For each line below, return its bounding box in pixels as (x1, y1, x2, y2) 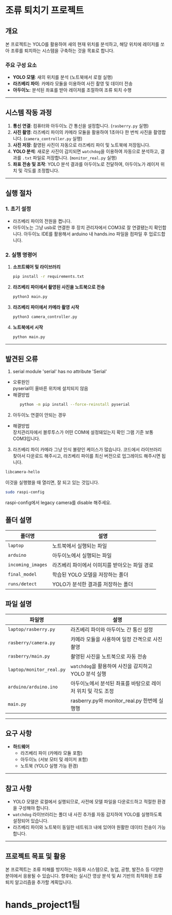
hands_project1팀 (5, 899, 80, 911)
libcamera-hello (5, 469, 40, 475)
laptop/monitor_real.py (8, 666, 66, 672)
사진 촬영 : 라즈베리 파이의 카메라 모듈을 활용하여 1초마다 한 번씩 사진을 (12, 129, 153, 136)
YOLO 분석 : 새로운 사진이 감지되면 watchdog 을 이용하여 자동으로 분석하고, (12, 148, 160, 155)
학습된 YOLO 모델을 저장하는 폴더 (52, 571, 128, 578)
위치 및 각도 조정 (76, 687, 114, 694)
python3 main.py (12, 294, 48, 299)
